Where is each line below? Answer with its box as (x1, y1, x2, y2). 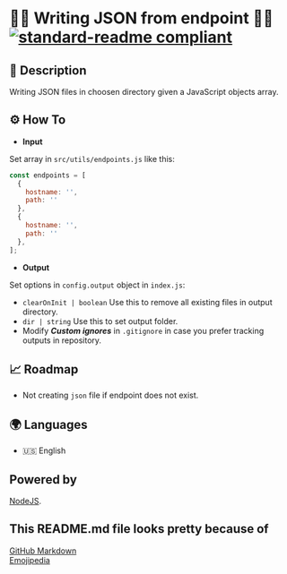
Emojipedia (9, 554, 51, 565)
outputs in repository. (22, 335, 101, 346)
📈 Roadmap (9, 362, 79, 377)
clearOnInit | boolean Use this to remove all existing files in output (22, 296, 273, 307)
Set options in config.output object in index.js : (9, 279, 186, 290)
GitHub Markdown (9, 545, 77, 556)
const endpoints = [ (9, 170, 87, 180)
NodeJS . (9, 496, 42, 506)
